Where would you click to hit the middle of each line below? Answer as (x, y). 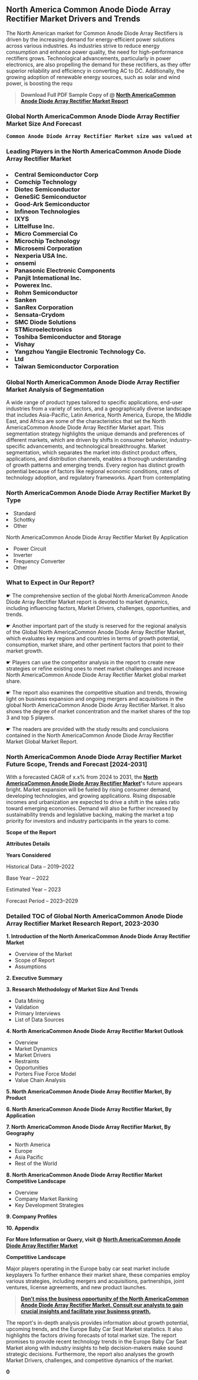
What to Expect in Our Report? (50, 582)
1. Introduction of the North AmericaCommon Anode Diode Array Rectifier (98, 936)
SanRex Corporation (44, 307)
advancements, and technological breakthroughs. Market (96, 446)
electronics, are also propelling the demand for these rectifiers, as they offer (99, 64)
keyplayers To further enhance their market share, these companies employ (98, 1275)
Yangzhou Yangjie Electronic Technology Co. (80, 352)
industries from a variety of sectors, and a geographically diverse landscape (99, 409)
